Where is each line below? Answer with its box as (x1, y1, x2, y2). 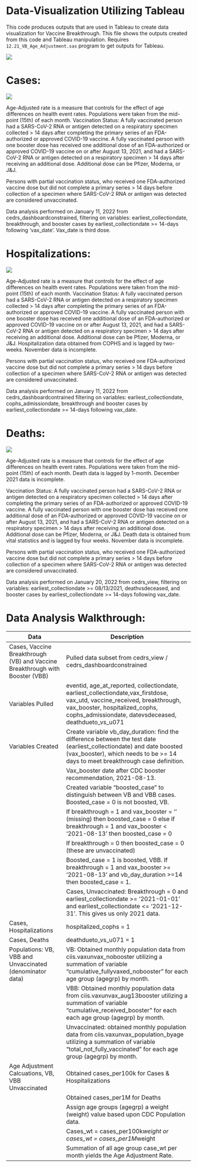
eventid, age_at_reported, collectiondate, (66, 681, 179, 690)
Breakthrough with (9, 664, 60, 673)
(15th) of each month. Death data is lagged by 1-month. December (19, 469, 180, 476)
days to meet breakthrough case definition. (66, 756, 185, 765)
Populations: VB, (9, 945, 55, 954)
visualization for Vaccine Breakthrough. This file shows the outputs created (6, 29, 188, 36)
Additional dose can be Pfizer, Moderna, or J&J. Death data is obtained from (6, 531, 191, 538)
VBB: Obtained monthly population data (66, 984, 175, 992)
